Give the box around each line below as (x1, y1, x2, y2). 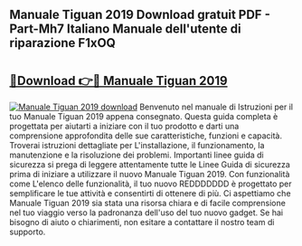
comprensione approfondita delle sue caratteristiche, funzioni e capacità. (9, 130, 283, 141)
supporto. (9, 226, 46, 237)
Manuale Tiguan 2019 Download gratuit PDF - (9, 7, 271, 23)
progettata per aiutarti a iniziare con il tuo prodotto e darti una (9, 121, 240, 131)
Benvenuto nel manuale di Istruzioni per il (139, 101, 294, 112)
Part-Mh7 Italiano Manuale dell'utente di (9, 22, 241, 37)
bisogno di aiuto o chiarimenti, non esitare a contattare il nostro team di (9, 217, 275, 227)
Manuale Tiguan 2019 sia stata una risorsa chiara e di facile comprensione (9, 198, 287, 208)
